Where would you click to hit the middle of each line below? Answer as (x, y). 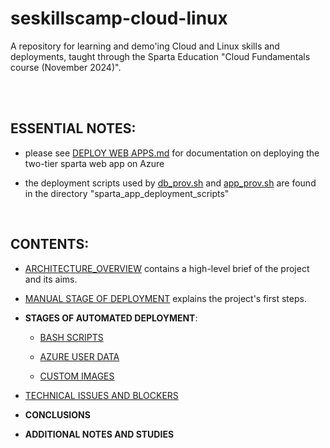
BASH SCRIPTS (71, 337)
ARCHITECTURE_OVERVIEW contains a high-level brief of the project (167, 268)
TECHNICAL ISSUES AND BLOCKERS (101, 395)
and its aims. (51, 279)
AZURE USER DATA (79, 356)
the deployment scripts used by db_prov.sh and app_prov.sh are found (170, 183)
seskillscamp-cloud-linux (119, 18)
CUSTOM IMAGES (77, 376)
